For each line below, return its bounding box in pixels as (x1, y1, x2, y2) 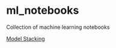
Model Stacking (6, 35, 45, 42)
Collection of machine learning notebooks (6, 23, 110, 31)
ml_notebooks (6, 4, 79, 17)
